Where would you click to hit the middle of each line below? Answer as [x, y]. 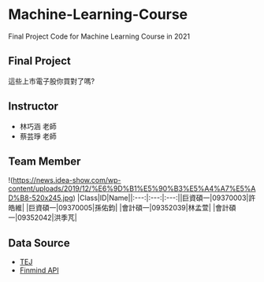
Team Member [45, 161]
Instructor [33, 107]
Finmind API [39, 270]
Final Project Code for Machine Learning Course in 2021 [99, 36]
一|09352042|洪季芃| [43, 217]
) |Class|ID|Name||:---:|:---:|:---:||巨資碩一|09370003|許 [164, 198]
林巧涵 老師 [38, 126]
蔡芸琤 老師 [38, 136]
